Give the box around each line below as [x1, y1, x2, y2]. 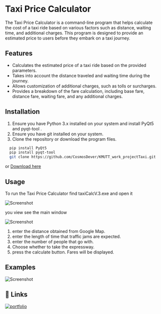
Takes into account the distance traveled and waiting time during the [12, 72, 150, 79]
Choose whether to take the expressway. [12, 244, 95, 250]
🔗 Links [5, 291, 28, 299]
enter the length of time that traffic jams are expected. [12, 233, 121, 239]
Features [5, 49, 33, 58]
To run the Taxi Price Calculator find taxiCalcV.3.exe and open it [5, 190, 133, 196]
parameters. [12, 67, 37, 73]
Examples [5, 263, 36, 272]
